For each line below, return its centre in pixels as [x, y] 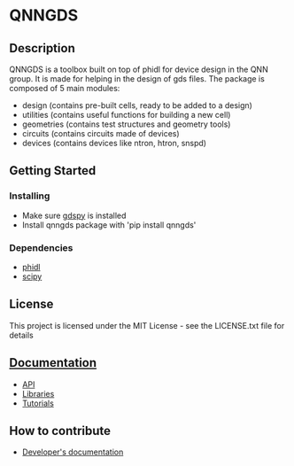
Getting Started [53, 171]
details [21, 335]
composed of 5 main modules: [65, 88]
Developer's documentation [73, 452]
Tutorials [38, 403]
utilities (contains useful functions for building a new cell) [126, 115]
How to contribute [60, 431]
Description [42, 48]
